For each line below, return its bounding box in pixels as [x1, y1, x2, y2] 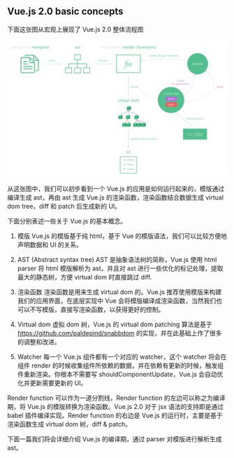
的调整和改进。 [17, 338, 61, 346]
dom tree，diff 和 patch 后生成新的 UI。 [7, 202, 122, 211]
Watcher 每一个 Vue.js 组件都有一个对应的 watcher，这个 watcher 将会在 [17, 353, 227, 361]
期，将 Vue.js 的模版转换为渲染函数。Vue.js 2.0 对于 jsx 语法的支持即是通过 [7, 403, 224, 411]
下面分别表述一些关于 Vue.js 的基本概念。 [7, 217, 127, 225]
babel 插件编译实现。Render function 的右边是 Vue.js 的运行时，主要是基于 [7, 411, 223, 419]
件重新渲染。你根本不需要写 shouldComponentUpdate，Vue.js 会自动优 [17, 370, 224, 379]
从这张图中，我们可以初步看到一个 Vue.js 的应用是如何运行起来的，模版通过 [7, 185, 225, 193]
